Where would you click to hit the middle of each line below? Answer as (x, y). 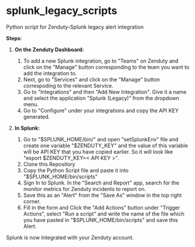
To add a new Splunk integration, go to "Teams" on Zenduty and (101, 61)
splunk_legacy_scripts (62, 11)
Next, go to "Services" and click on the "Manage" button (91, 79)
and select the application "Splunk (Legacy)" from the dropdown (101, 98)
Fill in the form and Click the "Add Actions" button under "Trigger (102, 207)
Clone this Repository (49, 164)
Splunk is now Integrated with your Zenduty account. (70, 237)
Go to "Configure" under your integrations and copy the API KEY (101, 110)
